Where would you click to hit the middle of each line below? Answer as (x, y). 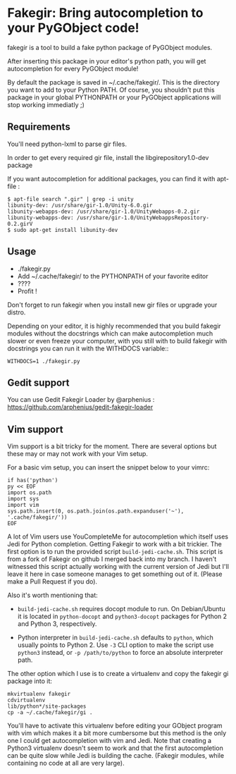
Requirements (39, 127)
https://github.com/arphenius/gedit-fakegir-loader (80, 407)
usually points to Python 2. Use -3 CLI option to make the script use (116, 645)
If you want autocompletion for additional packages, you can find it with (111, 178)
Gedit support (38, 382)
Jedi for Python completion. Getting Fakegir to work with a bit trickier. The (114, 544)
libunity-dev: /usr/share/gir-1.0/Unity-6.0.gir (80, 205)
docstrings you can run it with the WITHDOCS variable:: (88, 348)
